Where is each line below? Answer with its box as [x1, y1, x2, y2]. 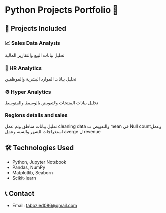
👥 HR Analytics [5, 64, 42, 71]
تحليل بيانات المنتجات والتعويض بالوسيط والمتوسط [5, 100, 98, 106]
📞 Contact [5, 189, 35, 198]
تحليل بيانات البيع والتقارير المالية [5, 52, 65, 58]
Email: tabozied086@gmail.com [12, 203, 78, 209]
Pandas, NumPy [12, 164, 46, 170]
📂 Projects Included [5, 24, 67, 33]
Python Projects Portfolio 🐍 [5, 4, 119, 16]
